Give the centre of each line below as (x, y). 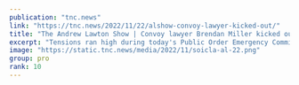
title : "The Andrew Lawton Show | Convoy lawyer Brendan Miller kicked (145, 34)
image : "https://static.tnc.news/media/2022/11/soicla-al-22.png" (135, 50)
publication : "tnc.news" (55, 17)
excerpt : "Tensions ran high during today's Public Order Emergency (139, 42)
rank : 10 (25, 67)
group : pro (29, 58)
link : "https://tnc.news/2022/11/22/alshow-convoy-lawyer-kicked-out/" (145, 26)
